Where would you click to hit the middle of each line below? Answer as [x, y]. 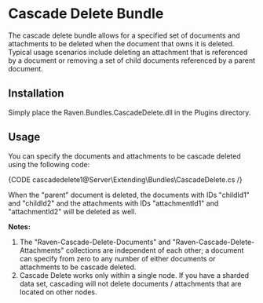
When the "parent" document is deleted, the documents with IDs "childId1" [129, 195]
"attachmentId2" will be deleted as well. [73, 211]
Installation [36, 94]
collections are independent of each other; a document [155, 250]
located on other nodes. [58, 292]
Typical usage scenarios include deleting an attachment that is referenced [128, 52]
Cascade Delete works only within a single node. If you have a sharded [134, 275]
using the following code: [49, 164]
